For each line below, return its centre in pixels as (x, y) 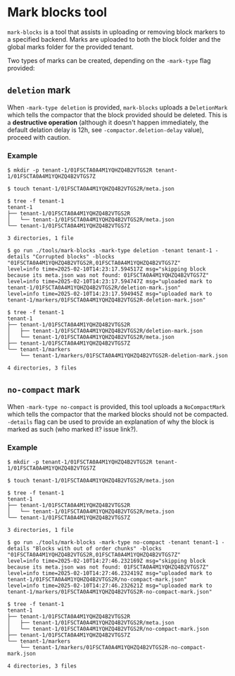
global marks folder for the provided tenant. (70, 47)
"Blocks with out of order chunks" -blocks (97, 549)
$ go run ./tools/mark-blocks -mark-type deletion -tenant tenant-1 (110, 251)
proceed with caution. (39, 137)
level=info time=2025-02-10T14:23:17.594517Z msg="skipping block (107, 269)
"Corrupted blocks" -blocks (74, 257)
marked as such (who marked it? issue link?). (73, 429)
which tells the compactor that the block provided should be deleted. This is (117, 114)
